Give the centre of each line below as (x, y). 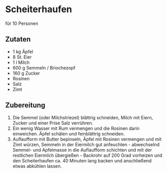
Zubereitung (25, 105)
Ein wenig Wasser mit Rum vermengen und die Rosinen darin (76, 128)
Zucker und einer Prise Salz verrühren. (53, 123)
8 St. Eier (22, 57)
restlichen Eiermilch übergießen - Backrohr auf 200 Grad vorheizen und (88, 155)
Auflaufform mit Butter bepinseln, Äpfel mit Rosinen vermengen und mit (87, 139)
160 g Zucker (26, 73)
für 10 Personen (22, 23)
